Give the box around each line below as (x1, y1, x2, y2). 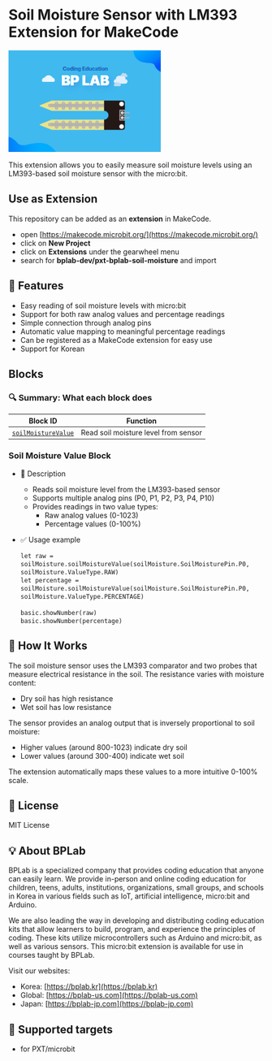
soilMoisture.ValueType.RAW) (19, 568, 119, 576)
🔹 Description (19, 469, 67, 479)
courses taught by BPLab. (8, 951, 95, 960)
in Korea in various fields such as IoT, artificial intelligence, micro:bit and (8, 891, 250, 901)
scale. (8, 775, 28, 785)
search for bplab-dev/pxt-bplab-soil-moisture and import (19, 255, 217, 265)
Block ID (28, 416, 58, 426)
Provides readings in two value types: (32, 501, 158, 511)
